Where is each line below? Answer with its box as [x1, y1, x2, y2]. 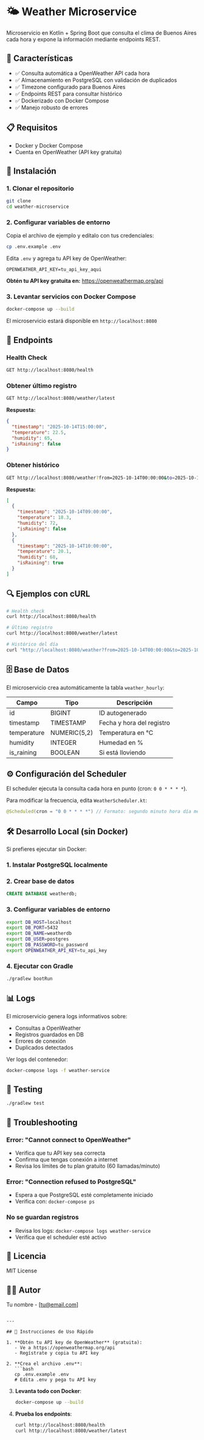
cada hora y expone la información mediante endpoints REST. [6, 35, 161, 43]
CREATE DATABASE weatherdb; [6, 891, 78, 897]
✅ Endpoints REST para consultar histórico [15, 90, 123, 98]
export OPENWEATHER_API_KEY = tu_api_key [6, 947, 107, 954]
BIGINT [50, 708, 71, 717]
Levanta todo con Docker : [15, 1388, 82, 1395]
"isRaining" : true [17, 560, 64, 566]
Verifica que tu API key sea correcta [15, 1149, 106, 1157]
